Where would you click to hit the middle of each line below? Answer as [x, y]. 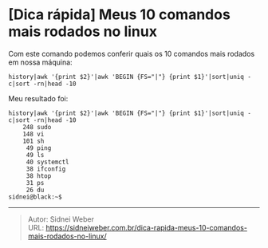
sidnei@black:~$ [35, 197]
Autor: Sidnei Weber [61, 219]
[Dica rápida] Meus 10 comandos [120, 15]
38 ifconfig [46, 169]
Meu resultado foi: [38, 98]
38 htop [39, 176]
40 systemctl [47, 162]
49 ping [39, 148]
